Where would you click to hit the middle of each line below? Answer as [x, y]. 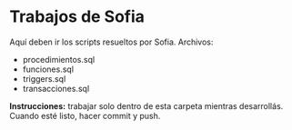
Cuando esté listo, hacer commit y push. [85, 115]
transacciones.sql [56, 88]
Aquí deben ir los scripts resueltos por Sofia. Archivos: [111, 42]
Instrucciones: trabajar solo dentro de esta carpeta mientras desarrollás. [146, 105]
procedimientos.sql [59, 59]
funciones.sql [48, 69]
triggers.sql [44, 78]
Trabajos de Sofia [77, 17]
